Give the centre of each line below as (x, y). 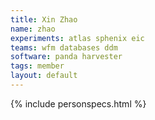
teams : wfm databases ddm (64, 47)
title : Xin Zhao (44, 19)
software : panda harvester (66, 57)
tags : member (37, 66)
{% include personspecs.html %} (78, 103)
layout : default (44, 76)
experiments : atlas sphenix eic (77, 38)
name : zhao (33, 29)
